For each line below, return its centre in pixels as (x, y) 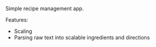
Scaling (23, 31)
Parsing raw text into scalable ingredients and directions (82, 37)
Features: (17, 20)
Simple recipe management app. (45, 9)
